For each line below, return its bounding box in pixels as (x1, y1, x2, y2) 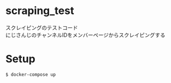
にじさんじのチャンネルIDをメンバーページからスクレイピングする (5, 31, 166, 39)
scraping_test (5, 4, 74, 18)
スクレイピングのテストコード (5, 24, 78, 31)
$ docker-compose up (5, 71, 57, 77)
